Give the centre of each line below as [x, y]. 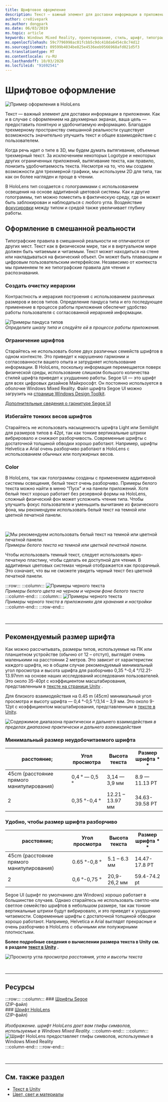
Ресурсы [20, 987]
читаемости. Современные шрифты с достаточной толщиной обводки [80, 916]
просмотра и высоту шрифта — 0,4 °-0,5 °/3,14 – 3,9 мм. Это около [77, 701]
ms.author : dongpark [27, 24]
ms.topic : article [24, 33]
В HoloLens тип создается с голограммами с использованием [72, 187]
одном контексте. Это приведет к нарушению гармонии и [67, 357]
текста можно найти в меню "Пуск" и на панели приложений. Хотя [77, 489]
